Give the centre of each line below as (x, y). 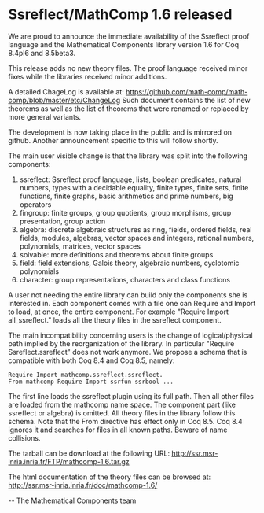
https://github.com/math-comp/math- (187, 91)
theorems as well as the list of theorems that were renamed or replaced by (128, 109)
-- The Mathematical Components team (72, 500)
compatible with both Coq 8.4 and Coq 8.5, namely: (92, 360)
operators (35, 204)
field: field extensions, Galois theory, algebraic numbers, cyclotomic (129, 263)
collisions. (24, 437)
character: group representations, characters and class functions (125, 279)
